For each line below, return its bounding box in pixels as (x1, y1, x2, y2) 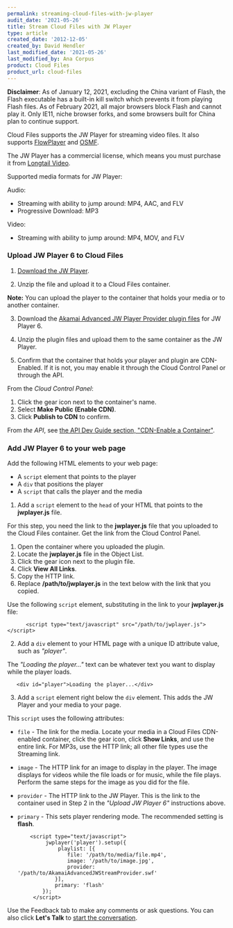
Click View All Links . (17, 564, 77, 573)
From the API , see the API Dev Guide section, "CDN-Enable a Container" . (7, 425, 215, 434)
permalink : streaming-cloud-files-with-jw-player (7, 10, 154, 17)
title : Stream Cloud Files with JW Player (7, 23, 132, 30)
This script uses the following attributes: (7, 714, 125, 723)
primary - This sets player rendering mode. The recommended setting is (17, 813, 224, 821)
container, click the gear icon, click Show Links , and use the (42, 735, 215, 744)
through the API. (17, 371, 64, 379)
